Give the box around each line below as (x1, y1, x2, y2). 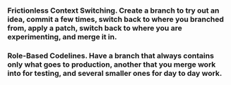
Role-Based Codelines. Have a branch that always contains (7, 51, 214, 60)
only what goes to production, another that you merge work (7, 59, 216, 69)
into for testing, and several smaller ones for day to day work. (7, 68, 223, 78)
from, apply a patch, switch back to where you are (7, 23, 182, 33)
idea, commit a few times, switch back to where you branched (7, 14, 225, 24)
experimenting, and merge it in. (7, 32, 117, 41)
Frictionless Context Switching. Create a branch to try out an (7, 6, 220, 15)
